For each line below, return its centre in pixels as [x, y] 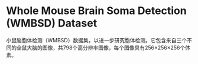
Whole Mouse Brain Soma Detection [97, 11]
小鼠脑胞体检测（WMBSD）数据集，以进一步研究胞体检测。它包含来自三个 [97, 40]
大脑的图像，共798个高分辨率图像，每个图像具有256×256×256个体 [108, 48]
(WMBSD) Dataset [52, 23]
